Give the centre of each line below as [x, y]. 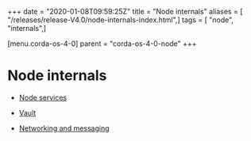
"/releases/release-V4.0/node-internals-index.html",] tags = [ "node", [121, 20]
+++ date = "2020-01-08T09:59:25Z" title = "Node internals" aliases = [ [125, 11]
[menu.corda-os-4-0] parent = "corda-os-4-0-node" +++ [102, 44]
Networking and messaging [64, 128]
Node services [43, 97]
